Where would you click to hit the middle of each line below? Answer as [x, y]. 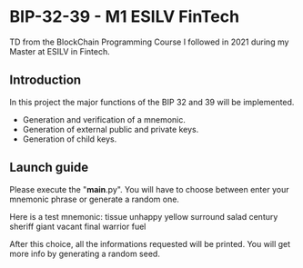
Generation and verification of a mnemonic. [104, 119]
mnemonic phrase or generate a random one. [95, 199]
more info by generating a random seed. [85, 253]
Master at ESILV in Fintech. [60, 51]
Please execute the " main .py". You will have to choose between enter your [149, 189]
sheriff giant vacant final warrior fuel [78, 226]
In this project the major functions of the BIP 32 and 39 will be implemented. [152, 102]
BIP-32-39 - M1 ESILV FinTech [124, 17]
